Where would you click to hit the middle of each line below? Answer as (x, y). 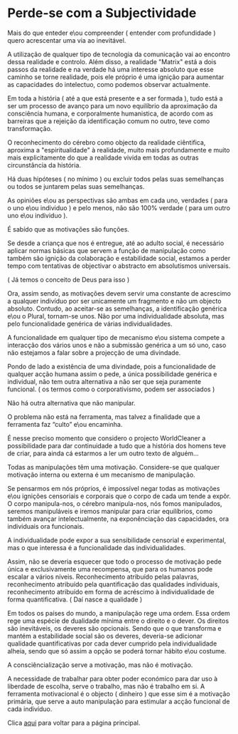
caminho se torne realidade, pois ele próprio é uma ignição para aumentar (116, 77)
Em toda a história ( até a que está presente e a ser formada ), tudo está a (115, 98)
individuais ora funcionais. (46, 526)
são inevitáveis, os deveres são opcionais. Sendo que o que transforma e (114, 628)
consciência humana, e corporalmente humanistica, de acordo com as (110, 113)
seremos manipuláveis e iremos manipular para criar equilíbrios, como (110, 511)
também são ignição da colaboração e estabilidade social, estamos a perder (119, 258)
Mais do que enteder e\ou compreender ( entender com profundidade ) (112, 33)
